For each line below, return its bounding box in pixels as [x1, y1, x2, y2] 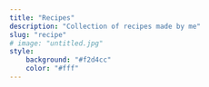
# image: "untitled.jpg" [9, 38, 104, 48]
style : [9, 47, 35, 56]
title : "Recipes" [9, 13, 75, 23]
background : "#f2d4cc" [25, 55, 112, 64]
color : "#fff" [25, 64, 79, 73]
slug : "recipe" [9, 30, 67, 39]
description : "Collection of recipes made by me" [9, 22, 202, 31]
